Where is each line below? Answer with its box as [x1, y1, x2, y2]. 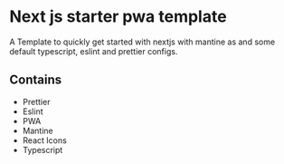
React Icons [22, 134, 68, 146]
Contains [9, 72, 62, 88]
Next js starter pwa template [9, 6, 228, 27]
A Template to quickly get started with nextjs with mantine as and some [9, 36, 276, 47]
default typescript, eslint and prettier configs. [9, 45, 178, 56]
